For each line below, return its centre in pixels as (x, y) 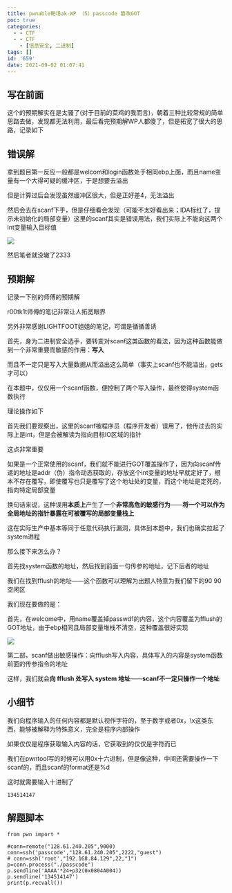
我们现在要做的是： (35, 604)
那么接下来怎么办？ (35, 552)
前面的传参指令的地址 (37, 664)
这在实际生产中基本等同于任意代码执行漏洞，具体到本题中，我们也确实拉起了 (116, 528)
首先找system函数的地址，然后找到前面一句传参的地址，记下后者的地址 (108, 566)
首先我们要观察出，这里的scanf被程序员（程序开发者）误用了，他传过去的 (112, 426)
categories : (24, 26)
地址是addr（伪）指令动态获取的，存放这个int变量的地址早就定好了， (117, 473)
